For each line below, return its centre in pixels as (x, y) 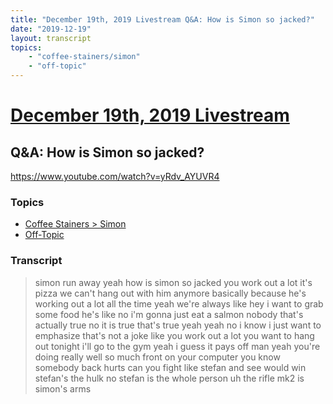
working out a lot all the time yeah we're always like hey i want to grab (179, 303)
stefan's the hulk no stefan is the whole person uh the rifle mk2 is (169, 378)
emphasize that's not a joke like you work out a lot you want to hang (174, 335)
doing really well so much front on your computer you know (157, 357)
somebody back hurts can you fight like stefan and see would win (170, 367)
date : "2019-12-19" (51, 29)
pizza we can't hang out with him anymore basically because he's (170, 293)
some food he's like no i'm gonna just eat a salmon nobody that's (169, 314)
